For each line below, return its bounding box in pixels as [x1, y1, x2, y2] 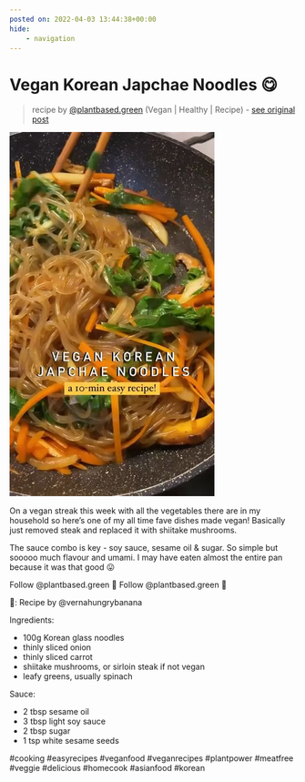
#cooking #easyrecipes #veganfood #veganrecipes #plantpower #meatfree [9, 753, 294, 764]
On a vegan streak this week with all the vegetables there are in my [9, 505, 261, 516]
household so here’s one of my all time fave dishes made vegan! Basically [9, 515, 286, 526]
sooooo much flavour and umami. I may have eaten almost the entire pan [9, 552, 283, 564]
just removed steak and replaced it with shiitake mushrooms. [9, 524, 238, 536]
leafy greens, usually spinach [22, 671, 134, 682]
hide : [9, 24, 30, 34]
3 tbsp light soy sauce [22, 716, 107, 727]
